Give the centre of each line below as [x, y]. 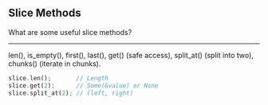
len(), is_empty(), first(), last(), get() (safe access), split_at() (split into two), [131, 55]
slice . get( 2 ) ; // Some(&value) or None [83, 86]
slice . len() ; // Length [59, 78]
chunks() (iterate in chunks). [55, 64]
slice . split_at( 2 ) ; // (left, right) [71, 93]
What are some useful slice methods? [70, 32]
